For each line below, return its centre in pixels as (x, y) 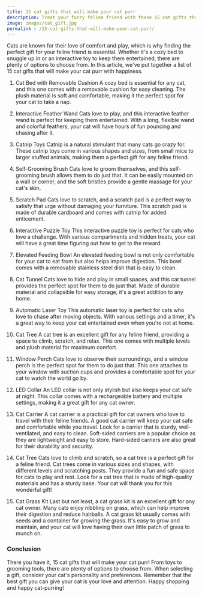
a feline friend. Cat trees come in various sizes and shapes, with (95, 464)
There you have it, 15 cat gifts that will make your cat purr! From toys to (94, 562)
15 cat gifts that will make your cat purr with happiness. (75, 71)
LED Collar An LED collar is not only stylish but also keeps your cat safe (104, 390)
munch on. (29, 533)
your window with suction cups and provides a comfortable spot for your (105, 372)
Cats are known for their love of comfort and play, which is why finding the (99, 46)
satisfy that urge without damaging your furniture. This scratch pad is (101, 206)
